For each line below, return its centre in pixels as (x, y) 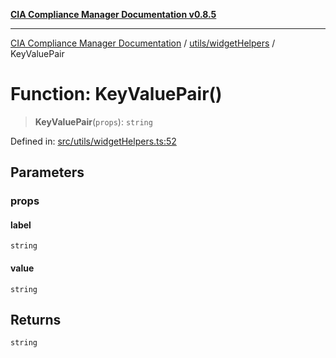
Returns (36, 320)
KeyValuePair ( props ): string (93, 121)
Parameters (47, 172)
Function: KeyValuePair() (116, 94)
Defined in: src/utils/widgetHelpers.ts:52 (93, 141)
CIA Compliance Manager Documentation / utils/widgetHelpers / (143, 43)
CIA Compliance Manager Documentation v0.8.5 (113, 14)
